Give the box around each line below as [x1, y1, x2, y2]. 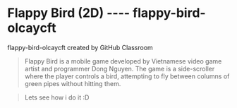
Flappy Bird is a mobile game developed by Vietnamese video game [24, 56, 222, 65]
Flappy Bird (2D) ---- [7, 5, 130, 21]
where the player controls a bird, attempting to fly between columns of [24, 72, 230, 80]
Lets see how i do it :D [24, 93, 90, 102]
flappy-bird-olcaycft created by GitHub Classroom [7, 43, 153, 52]
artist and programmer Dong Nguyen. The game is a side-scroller [24, 64, 215, 73]
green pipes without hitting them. [24, 79, 121, 88]
